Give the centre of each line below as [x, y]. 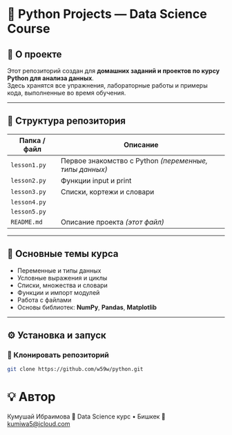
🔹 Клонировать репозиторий [58, 355]
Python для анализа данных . [51, 78]
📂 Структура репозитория [67, 121]
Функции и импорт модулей [58, 292]
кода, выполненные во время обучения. [67, 93]
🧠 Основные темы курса [63, 254]
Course [29, 29]
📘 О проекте [35, 54]
